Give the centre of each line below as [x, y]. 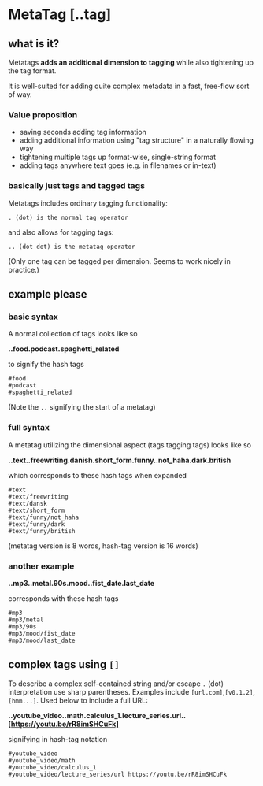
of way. [20, 95]
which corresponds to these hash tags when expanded [98, 475]
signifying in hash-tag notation [58, 739]
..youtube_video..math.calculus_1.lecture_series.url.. [97, 715]
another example [41, 566]
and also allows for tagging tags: [61, 232]
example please [48, 294]
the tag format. [32, 71]
